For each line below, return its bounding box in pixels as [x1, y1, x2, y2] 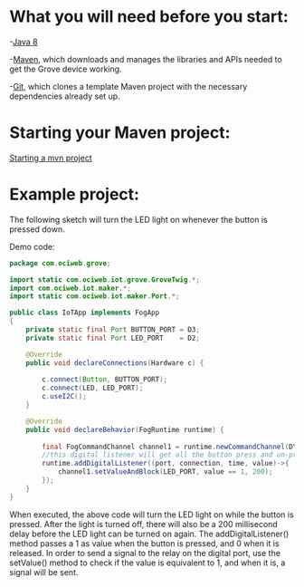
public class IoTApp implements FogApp [9, 308, 160, 318]
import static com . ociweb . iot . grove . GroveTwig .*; [9, 274, 201, 284]
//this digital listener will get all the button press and [42, 450, 273, 459]
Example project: [9, 184, 140, 205]
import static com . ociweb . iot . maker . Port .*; [9, 292, 180, 301]
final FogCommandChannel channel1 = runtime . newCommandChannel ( [42, 442, 290, 451]
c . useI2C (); [42, 392, 88, 401]
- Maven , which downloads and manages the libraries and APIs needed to [9, 53, 282, 64]
